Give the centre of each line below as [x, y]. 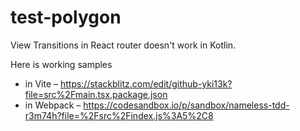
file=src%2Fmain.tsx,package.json [96, 94]
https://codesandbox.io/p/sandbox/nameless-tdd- [186, 105]
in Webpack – [53, 105]
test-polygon [66, 17]
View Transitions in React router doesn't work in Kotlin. [123, 45]
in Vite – [41, 83]
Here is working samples [61, 64]
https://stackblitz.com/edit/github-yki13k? [146, 83]
